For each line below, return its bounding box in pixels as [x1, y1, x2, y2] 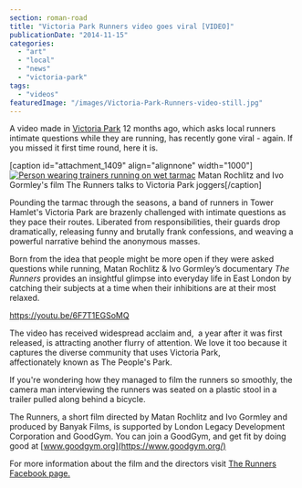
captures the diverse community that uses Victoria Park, [9, 348, 221, 358]
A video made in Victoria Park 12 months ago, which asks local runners [9, 123, 276, 134]
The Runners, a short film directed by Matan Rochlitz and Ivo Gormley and [9, 411, 287, 422]
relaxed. [9, 293, 40, 304]
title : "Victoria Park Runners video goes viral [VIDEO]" [9, 22, 234, 31]
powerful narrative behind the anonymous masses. [9, 236, 201, 247]
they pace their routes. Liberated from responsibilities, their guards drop [9, 216, 281, 228]
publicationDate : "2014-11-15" [9, 30, 129, 39]
